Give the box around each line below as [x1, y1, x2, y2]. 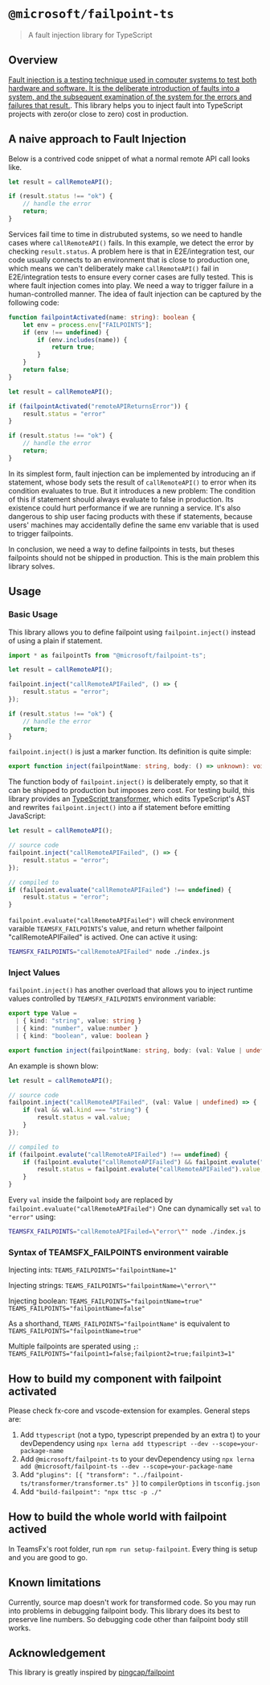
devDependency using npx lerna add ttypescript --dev [19, 1439, 209, 1448]
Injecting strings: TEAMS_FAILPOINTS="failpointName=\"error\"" [8, 1281, 217, 1291]
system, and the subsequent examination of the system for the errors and [8, 92, 252, 101]
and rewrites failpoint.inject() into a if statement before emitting [8, 803, 231, 812]
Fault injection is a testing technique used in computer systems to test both [8, 75, 257, 85]
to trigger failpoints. [8, 528, 74, 538]
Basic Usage [8, 609, 59, 620]
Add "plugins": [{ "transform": [19, 1470, 130, 1480]
